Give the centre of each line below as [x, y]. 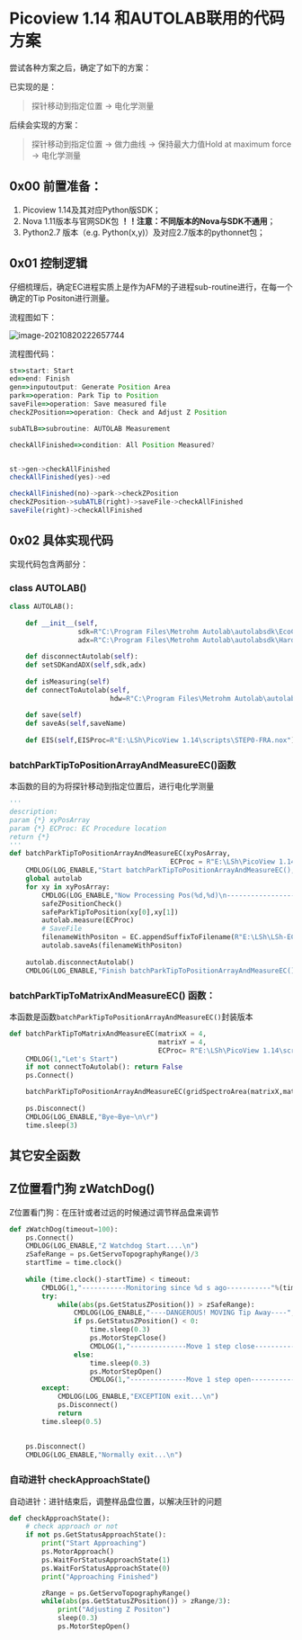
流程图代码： [33, 354]
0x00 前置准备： [56, 187]
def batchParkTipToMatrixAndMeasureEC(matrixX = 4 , [108, 1034]
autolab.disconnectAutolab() [80, 962]
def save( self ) [54, 715]
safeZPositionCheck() [82, 904]
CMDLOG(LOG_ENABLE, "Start [74, 870]
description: [34, 812]
